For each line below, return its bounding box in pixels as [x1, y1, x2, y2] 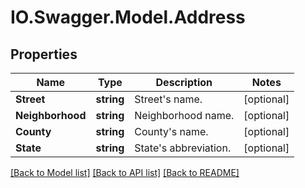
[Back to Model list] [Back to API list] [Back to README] [10, 167, 240, 178]
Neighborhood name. [134, 109, 235, 122]
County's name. [134, 125, 209, 138]
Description [155, 76, 213, 89]
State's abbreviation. [134, 141, 232, 155]
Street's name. [134, 92, 203, 106]
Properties [10, 46, 78, 63]
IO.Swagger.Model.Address [10, 6, 246, 29]
